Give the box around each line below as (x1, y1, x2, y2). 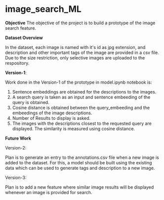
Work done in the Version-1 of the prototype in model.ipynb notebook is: (5, 79, 152, 85)
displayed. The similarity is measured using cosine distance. (12, 125, 135, 132)
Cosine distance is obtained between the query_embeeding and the (12, 104, 150, 110)
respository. (5, 60, 30, 66)
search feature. (5, 25, 36, 31)
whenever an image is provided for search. (5, 189, 92, 195)
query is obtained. (12, 99, 49, 105)
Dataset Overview (5, 35, 43, 41)
